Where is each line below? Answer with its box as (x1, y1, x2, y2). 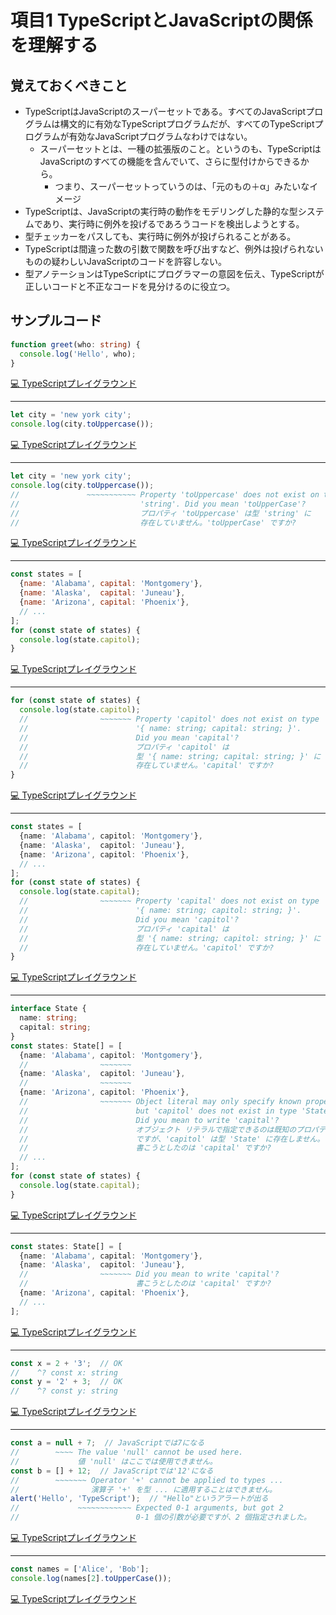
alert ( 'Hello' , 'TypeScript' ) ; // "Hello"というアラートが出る (10, 1494, 269, 1504)
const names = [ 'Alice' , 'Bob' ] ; (10, 1564, 150, 1575)
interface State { (10, 1004, 87, 1014)
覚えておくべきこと (10, 77, 128, 94)
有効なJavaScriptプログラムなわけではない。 (68, 131, 253, 142)
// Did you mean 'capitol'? (19, 914, 240, 925)
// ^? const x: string (10, 1367, 118, 1378)
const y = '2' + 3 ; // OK (10, 1377, 123, 1387)
